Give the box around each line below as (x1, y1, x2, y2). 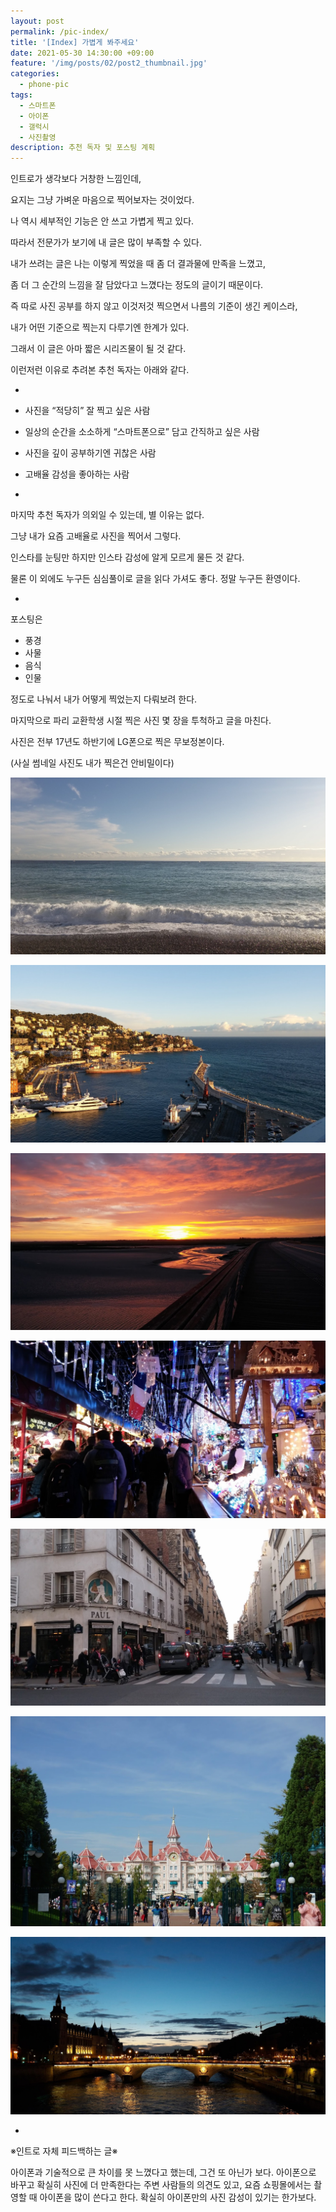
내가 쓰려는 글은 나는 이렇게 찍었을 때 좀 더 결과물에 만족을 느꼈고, (10, 258, 266, 270)
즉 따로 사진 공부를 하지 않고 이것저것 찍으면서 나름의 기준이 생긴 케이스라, (10, 300, 298, 312)
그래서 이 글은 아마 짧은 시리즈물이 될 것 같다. (10, 343, 187, 355)
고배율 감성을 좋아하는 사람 (24, 468, 130, 480)
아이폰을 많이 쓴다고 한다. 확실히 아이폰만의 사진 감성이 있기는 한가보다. (39, 2191, 317, 2203)
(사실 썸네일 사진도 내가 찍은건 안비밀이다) (10, 757, 175, 769)
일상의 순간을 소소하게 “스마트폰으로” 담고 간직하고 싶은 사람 (24, 426, 260, 438)
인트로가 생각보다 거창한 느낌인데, (10, 173, 142, 185)
